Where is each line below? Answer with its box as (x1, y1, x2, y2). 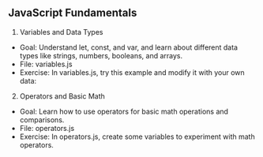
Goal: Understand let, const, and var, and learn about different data (19, 43, 239, 52)
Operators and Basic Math (19, 91, 105, 101)
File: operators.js (19, 123, 75, 133)
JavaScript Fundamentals (8, 6, 137, 20)
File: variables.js (19, 59, 73, 69)
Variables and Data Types (19, 27, 103, 36)
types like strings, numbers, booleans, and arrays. (19, 50, 183, 60)
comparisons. (19, 114, 65, 125)
